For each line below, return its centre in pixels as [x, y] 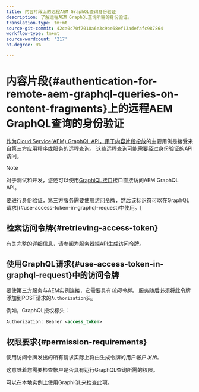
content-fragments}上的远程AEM [90, 109]
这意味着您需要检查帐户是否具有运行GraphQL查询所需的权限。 [82, 370]
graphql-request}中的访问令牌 [63, 275]
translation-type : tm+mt [37, 23]
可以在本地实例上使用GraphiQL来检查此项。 [59, 382]
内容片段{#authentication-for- [82, 81]
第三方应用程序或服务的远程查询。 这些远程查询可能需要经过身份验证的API [102, 148]
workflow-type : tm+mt [33, 34]
